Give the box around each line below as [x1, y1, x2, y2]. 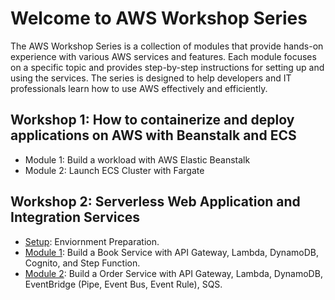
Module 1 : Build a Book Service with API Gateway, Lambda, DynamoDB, [24, 246, 319, 258]
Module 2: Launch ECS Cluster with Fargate [24, 164, 205, 176]
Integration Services [10, 209, 141, 226]
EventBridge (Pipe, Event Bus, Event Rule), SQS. [24, 278, 223, 290]
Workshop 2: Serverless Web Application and [10, 193, 301, 211]
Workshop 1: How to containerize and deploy [10, 112, 295, 129]
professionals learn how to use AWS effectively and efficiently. [10, 82, 268, 94]
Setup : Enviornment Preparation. [24, 235, 160, 247]
